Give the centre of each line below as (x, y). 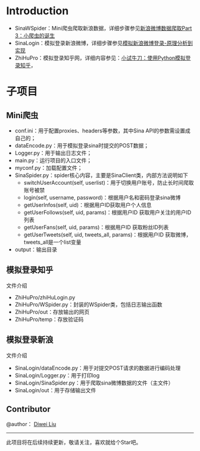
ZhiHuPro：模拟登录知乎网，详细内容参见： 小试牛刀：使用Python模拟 (100, 58)
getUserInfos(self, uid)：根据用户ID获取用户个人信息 (87, 205)
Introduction (37, 11)
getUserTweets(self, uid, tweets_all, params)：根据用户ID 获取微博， (107, 234)
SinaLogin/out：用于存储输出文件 (55, 390)
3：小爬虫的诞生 (35, 35)
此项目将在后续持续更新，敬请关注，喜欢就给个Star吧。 (74, 442)
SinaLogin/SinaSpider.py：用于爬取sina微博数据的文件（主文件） (94, 383)
